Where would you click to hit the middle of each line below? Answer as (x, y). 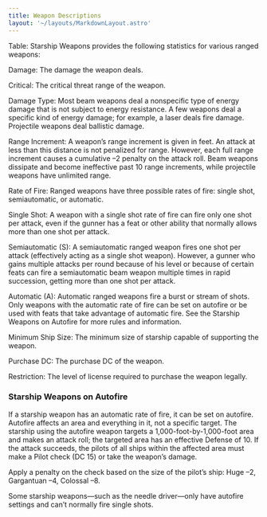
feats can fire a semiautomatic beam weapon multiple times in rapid (120, 272)
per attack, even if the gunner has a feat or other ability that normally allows (133, 223)
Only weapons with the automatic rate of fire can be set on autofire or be (128, 304)
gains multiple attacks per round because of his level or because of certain (131, 264)
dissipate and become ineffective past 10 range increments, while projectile (132, 166)
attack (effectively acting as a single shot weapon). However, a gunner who (132, 255)
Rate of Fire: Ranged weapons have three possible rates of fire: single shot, (132, 190)
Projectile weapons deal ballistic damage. (77, 126)
